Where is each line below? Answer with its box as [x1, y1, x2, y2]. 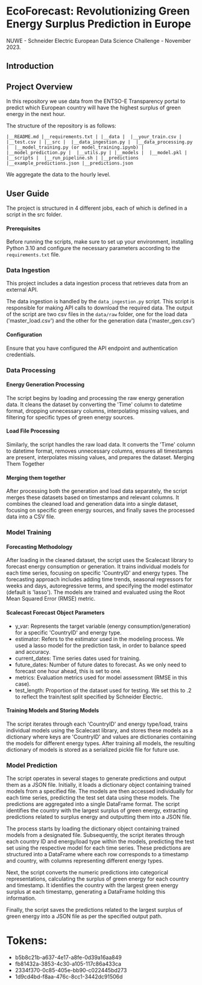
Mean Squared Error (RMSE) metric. [6, 595, 96, 602]
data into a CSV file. [6, 513, 56, 520]
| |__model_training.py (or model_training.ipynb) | [6, 144, 145, 150]
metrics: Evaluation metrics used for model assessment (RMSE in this [14, 674, 188, 681]
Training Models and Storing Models [6, 707, 99, 714]
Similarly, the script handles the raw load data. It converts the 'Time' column [6, 441, 195, 448]
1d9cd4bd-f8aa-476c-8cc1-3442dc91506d [14, 973, 123, 980]
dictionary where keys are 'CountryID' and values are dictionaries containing [6, 733, 197, 740]
